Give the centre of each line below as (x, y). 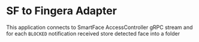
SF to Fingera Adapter (61, 11)
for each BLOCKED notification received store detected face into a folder (93, 33)
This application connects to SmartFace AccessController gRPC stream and (99, 27)
